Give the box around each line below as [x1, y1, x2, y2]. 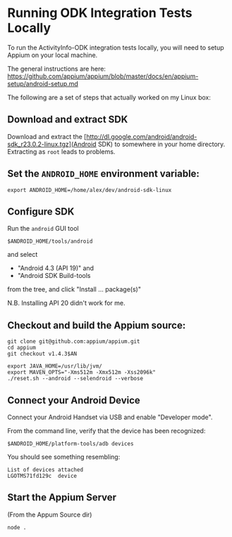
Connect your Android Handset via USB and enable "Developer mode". [7, 413, 213, 421]
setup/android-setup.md [7, 79, 79, 88]
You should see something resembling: [7, 453, 121, 461]
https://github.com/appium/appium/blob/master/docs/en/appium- [7, 72, 199, 80]
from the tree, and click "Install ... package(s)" [7, 285, 141, 294]
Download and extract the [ [7, 132, 87, 140]
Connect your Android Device [7, 394, 141, 406]
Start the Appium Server [7, 492, 117, 504]
